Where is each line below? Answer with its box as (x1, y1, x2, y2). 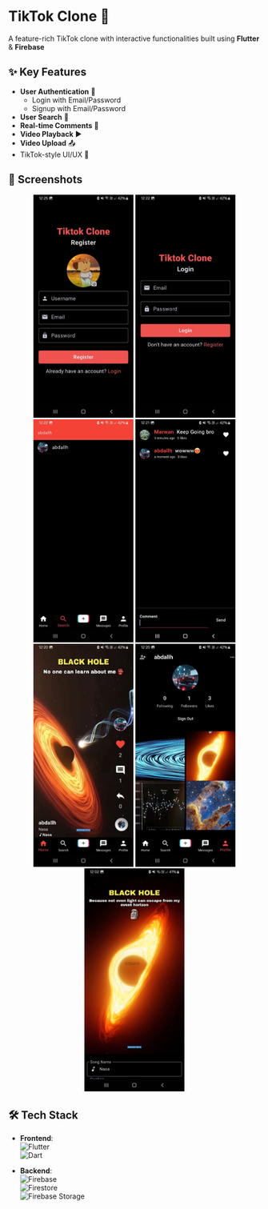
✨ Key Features (8, 66, 86, 79)
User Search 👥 (19, 112, 70, 122)
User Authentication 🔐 (19, 86, 96, 96)
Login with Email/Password (31, 95, 122, 105)
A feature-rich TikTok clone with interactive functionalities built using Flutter (8, 34, 260, 43)
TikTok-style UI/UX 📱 (19, 150, 90, 159)
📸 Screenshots (8, 173, 83, 186)
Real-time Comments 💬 (19, 120, 99, 130)
